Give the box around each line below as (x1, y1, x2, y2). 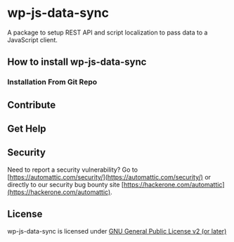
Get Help (7, 123, 47, 135)
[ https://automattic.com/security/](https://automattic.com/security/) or (7, 172, 212, 181)
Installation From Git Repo (7, 77, 97, 87)
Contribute (7, 98, 56, 110)
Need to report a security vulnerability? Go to (7, 165, 138, 174)
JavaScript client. (7, 35, 58, 44)
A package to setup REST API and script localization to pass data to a (7, 28, 208, 37)
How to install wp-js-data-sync (7, 56, 147, 68)
